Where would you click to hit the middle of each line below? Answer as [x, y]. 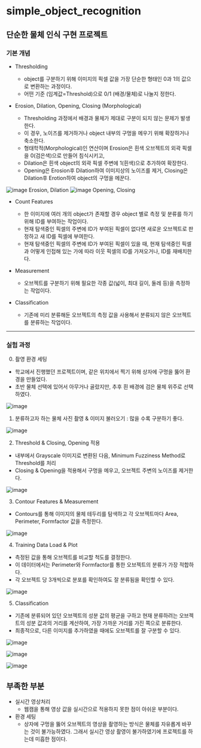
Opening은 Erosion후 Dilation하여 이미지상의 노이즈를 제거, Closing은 [106, 170]
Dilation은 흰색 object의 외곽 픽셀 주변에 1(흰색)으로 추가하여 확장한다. [106, 163]
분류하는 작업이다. [51, 322]
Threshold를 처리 [35, 463]
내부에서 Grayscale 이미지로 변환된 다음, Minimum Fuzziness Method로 [100, 455]
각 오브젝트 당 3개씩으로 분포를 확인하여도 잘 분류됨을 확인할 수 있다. [95, 580]
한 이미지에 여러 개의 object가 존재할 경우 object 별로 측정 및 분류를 [103, 214]
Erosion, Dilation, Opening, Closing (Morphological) [78, 105]
